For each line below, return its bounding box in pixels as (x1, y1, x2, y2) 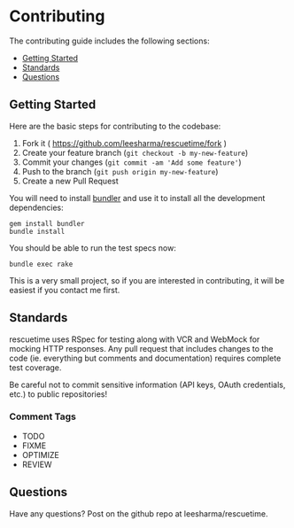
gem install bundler (9, 219, 86, 228)
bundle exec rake (9, 260, 73, 268)
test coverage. (9, 361, 62, 373)
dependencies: (9, 202, 64, 213)
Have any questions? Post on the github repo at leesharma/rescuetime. (9, 508, 268, 519)
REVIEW (21, 459, 52, 470)
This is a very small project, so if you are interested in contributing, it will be (9, 275, 285, 285)
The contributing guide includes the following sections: (9, 35, 210, 46)
